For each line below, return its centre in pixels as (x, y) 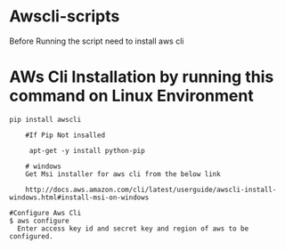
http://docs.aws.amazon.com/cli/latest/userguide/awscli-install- (151, 190)
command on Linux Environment (131, 96)
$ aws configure (39, 221)
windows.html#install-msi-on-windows (79, 198)
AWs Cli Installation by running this (142, 77)
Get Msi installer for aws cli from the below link (123, 174)
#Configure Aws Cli (45, 213)
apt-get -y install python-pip (87, 150)
